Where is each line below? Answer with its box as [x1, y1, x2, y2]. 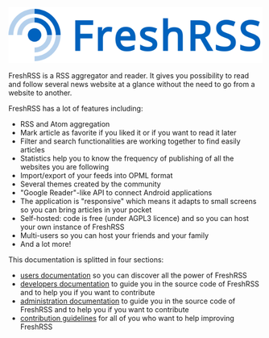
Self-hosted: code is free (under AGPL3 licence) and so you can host [19, 214, 250, 223]
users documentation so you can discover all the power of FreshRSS [19, 270, 247, 281]
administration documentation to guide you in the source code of [19, 296, 236, 306]
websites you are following [19, 162, 110, 172]
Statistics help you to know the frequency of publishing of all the [19, 153, 234, 164]
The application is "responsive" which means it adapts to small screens [19, 197, 257, 207]
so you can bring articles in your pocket [19, 205, 152, 215]
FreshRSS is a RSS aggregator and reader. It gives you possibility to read [8, 71, 250, 81]
